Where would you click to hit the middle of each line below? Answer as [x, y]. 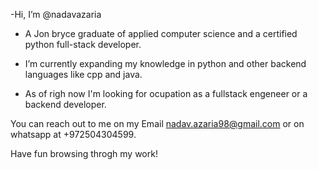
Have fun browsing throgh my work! [84, 153]
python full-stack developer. [83, 44]
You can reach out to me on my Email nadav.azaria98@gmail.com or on [157, 123]
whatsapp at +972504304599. [73, 134]
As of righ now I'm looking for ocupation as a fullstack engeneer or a [166, 93]
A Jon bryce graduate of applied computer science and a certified [161, 33]
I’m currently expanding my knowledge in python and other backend [165, 63]
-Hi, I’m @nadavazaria [56, 14]
